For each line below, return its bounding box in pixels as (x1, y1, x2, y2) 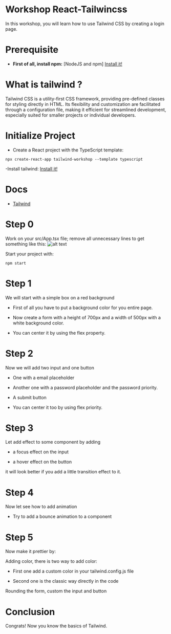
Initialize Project (5, 130, 75, 141)
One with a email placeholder (12, 375, 75, 381)
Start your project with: (5, 251, 54, 257)
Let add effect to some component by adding (5, 439, 101, 445)
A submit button (12, 394, 47, 400)
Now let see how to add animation (5, 504, 77, 510)
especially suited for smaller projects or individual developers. (5, 112, 136, 118)
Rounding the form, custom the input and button (5, 588, 107, 594)
